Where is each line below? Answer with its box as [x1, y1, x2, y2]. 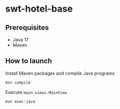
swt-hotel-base [5, 3, 73, 15]
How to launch [5, 57, 52, 65]
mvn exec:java [5, 99, 36, 104]
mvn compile [5, 80, 31, 85]
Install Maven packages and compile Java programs [5, 70, 115, 76]
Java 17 [12, 37, 29, 43]
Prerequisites [5, 23, 49, 32]
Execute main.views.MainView [5, 89, 67, 95]
